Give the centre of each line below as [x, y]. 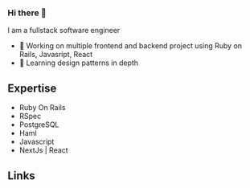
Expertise [32, 88]
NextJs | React [44, 150]
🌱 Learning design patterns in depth [78, 63]
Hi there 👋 [27, 13]
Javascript [37, 142]
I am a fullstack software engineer [64, 31]
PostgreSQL [39, 125]
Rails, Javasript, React [56, 55]
